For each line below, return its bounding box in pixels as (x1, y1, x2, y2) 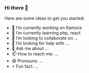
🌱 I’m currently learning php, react (11, 30, 81, 36)
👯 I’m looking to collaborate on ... (11, 35, 78, 41)
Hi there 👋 (4, 4, 29, 11)
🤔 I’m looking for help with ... (11, 40, 69, 46)
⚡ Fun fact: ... (11, 63, 39, 70)
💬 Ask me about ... (11, 46, 49, 52)
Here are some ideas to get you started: (4, 16, 85, 21)
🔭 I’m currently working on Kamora (11, 25, 82, 31)
